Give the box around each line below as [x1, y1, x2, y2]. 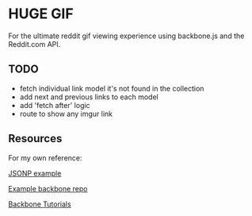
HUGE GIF [8, 5, 74, 23]
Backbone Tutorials [8, 199, 71, 209]
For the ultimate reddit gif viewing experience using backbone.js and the [8, 31, 245, 40]
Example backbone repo [8, 183, 89, 193]
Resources [8, 132, 63, 145]
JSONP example [8, 168, 62, 178]
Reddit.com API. [8, 39, 61, 48]
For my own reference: [8, 152, 82, 163]
